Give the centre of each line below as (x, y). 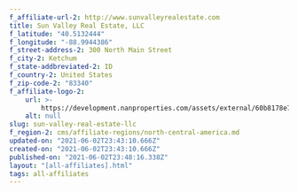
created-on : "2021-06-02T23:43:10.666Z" (85, 149)
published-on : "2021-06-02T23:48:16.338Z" (89, 157)
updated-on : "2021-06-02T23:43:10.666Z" (85, 141)
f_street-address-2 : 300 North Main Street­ (91, 50)
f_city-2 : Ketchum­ (43, 58)
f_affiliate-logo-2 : (47, 91)
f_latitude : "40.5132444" (57, 34)
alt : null (43, 116)
